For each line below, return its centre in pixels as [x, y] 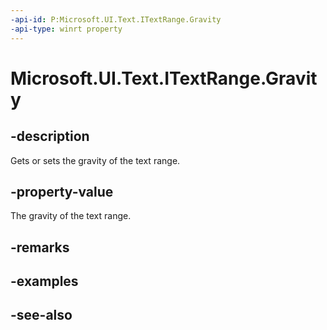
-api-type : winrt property [66, 29]
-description [50, 136]
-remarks [40, 247]
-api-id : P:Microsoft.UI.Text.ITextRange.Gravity [116, 19]
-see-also [41, 315]
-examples [44, 281]
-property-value [62, 191]
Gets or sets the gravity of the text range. [95, 160]
